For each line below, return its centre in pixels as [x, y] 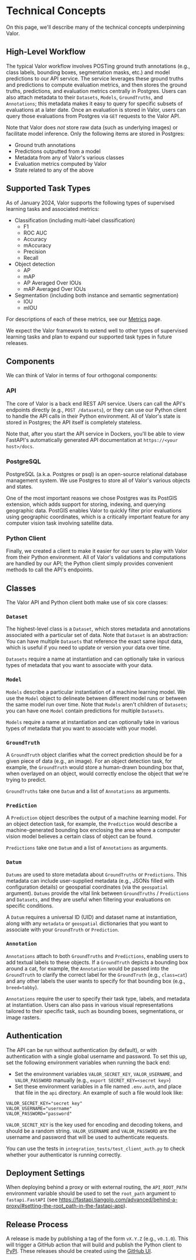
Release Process [37, 1224]
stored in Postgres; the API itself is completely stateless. [74, 422]
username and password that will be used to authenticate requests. [87, 1137]
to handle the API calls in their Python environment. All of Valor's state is [93, 416]
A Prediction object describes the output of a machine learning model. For [96, 817]
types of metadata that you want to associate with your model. [82, 728]
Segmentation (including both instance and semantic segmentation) [97, 295]
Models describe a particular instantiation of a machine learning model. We [96, 692]
